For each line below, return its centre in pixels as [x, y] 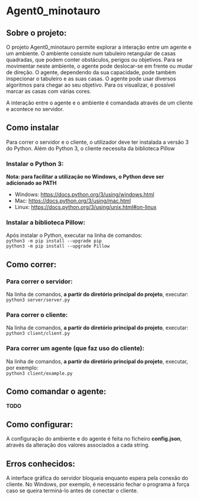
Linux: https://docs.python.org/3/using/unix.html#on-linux [86, 207]
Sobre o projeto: [36, 33]
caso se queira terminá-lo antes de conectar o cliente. [72, 490]
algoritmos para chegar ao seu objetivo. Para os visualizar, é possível [91, 85]
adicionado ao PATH [31, 183]
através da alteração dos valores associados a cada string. [78, 445]
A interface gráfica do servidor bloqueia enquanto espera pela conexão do [97, 478]
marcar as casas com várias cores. [49, 91]
